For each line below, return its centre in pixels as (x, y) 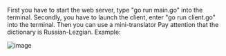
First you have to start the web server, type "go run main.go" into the (105, 10)
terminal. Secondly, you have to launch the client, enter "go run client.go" (112, 17)
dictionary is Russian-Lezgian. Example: (64, 32)
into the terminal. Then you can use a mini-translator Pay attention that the (113, 25)
